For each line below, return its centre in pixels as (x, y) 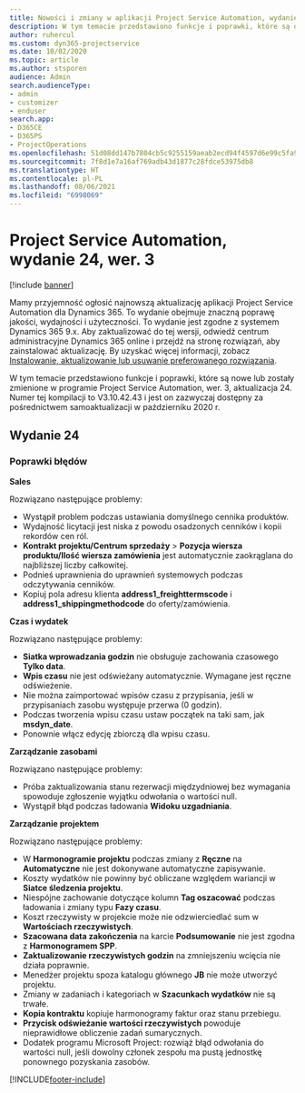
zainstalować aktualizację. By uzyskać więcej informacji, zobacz (130, 350)
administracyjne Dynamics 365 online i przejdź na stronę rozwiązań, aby (145, 341)
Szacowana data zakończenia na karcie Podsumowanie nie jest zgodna (158, 936)
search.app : (32, 119)
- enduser (28, 111)
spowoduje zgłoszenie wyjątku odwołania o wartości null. (130, 796)
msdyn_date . (48, 724)
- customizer (34, 102)
